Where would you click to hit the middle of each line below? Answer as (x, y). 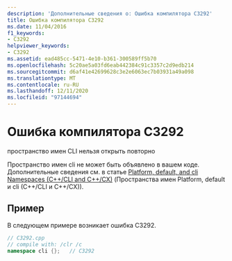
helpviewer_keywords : (39, 46)
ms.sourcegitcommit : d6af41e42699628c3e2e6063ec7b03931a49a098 (101, 71)
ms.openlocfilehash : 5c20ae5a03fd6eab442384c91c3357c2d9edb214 (101, 65)
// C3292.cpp (26, 238)
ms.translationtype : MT (42, 78)
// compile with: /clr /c (44, 244)
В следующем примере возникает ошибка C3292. (82, 225)
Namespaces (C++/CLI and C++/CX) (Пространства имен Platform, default (116, 179)
